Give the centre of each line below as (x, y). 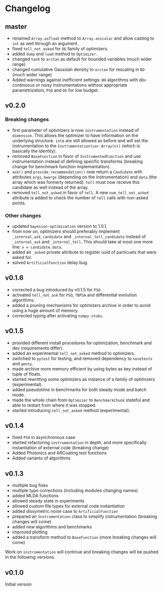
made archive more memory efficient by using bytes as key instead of (82, 369)
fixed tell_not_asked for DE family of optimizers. (60, 49)
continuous (23, 85)
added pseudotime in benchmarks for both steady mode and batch (79, 390)
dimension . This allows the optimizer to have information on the (75, 135)
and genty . (23, 363)
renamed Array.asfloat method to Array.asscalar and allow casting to (83, 38)
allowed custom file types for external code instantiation (68, 506)
